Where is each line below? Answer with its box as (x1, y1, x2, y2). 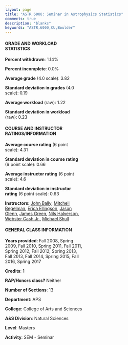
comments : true (5, 16, 36, 21)
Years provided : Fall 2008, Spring (5, 237, 74, 243)
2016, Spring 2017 (5, 259, 42, 264)
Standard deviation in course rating (5, 156, 79, 162)
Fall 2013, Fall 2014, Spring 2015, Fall (5, 253, 79, 259)
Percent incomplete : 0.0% (5, 66, 59, 72)
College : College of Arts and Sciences (5, 306, 82, 312)
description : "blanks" (5, 21, 51, 26)
